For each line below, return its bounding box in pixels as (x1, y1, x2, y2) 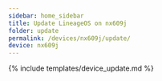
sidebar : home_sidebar (8, 11, 84, 20)
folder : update (8, 26, 59, 34)
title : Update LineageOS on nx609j (8, 19, 128, 27)
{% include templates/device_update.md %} (8, 63, 155, 73)
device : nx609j (8, 42, 59, 50)
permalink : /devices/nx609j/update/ (8, 34, 131, 43)
